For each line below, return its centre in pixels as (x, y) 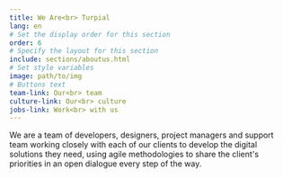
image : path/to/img (46, 76)
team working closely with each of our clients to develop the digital (133, 145)
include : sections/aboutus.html (70, 59)
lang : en (26, 26)
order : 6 (26, 43)
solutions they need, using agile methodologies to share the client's (134, 155)
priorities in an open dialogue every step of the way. (106, 164)
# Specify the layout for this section (84, 51)
